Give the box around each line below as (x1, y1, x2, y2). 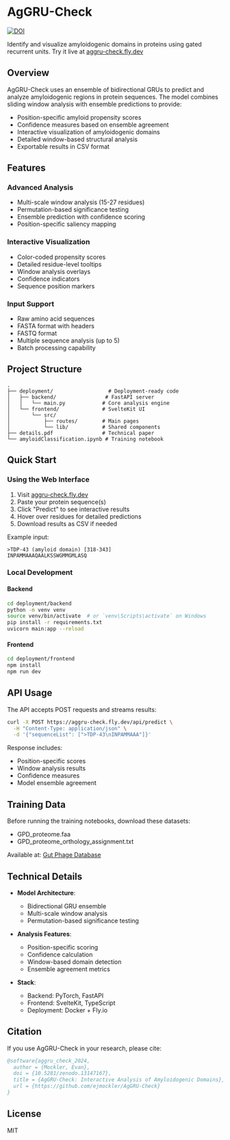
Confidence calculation (27, 950, 93, 958)
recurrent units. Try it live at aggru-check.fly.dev (7, 47, 144, 55)
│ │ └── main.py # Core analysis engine (7, 399, 170, 406)
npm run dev (7, 668, 41, 675)
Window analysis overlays (16, 267, 91, 275)
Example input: (7, 532, 49, 541)
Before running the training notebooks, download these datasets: (7, 817, 190, 826)
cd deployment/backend (7, 600, 72, 607)
